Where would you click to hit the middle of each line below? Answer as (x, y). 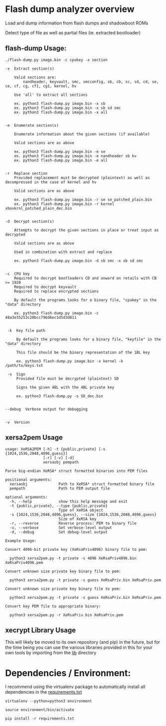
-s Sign (16, 374)
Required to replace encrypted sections (56, 291)
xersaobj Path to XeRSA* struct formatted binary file (82, 484)
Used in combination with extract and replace (63, 252)
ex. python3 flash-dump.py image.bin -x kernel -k (70, 361)
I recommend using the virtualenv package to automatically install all (75, 687)
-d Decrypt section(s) (30, 221)
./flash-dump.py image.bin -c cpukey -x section (56, 60)
